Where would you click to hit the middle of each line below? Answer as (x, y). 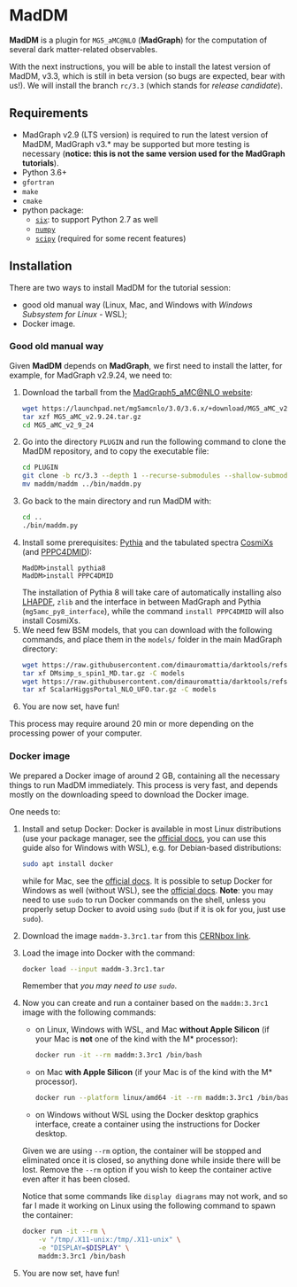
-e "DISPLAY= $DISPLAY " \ (84, 1248)
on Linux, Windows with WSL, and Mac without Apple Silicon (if (152, 1030)
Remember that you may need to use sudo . (99, 986)
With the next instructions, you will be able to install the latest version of (140, 66)
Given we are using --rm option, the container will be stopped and (142, 1151)
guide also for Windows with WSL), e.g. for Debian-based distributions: (152, 847)
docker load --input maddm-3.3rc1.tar (93, 969)
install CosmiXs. (51, 620)
